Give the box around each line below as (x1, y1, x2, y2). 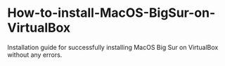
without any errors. (7, 51, 63, 59)
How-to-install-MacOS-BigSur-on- (7, 5, 216, 21)
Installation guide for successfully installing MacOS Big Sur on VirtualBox (7, 43, 219, 51)
